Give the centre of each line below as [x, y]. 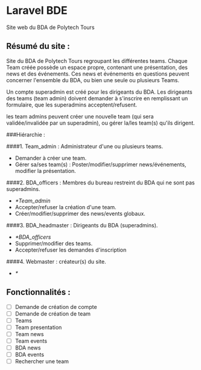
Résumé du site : [38, 46]
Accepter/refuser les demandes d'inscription [71, 250]
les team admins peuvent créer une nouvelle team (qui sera [80, 116]
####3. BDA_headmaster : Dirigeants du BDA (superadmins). [82, 225]
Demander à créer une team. [51, 158]
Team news [29, 334]
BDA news [28, 348]
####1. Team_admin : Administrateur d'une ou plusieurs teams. [85, 146]
